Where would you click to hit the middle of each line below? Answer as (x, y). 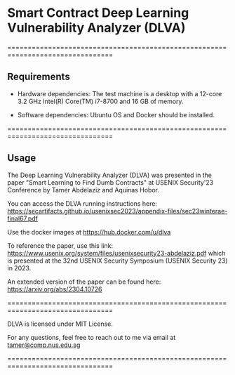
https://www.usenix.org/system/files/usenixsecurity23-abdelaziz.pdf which (116, 253)
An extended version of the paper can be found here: (84, 282)
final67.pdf (23, 218)
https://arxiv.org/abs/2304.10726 (55, 289)
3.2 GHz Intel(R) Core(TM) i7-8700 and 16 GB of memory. (100, 101)
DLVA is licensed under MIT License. (60, 324)
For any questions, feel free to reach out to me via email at (92, 337)
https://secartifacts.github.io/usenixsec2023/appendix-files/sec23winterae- (117, 211)
